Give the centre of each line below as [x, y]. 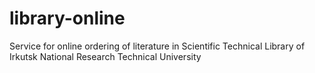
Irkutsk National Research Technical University [105, 56]
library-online [67, 18]
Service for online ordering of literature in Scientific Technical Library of [157, 46]
